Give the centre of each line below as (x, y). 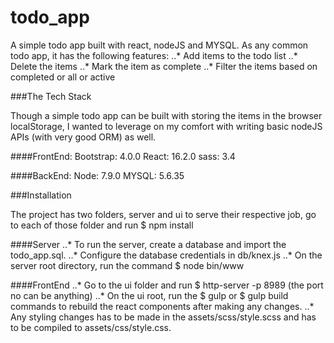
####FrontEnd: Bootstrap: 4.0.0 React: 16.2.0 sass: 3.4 (123, 156)
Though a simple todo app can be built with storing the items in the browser (166, 115)
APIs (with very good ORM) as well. (83, 137)
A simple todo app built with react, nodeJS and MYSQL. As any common (159, 45)
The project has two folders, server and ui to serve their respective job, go (163, 214)
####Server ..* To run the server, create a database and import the (148, 244)
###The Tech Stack (51, 96)
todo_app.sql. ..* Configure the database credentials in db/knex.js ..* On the (166, 255)
